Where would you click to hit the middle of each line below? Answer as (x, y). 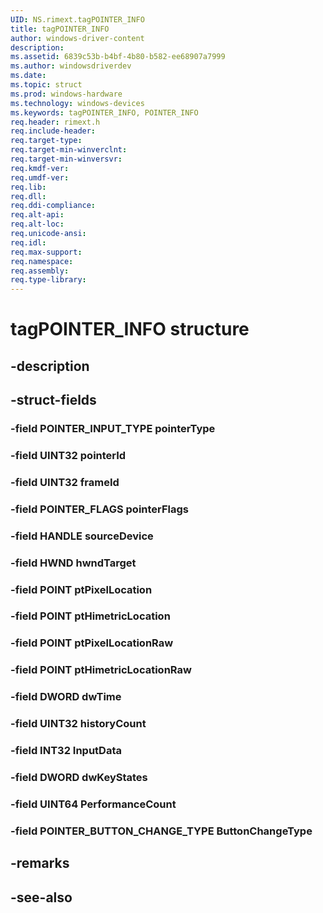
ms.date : (28, 76)
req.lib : (28, 187)
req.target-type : (46, 141)
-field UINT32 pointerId (68, 455)
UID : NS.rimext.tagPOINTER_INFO (77, 19)
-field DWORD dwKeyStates (79, 777)
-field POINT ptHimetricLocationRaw (101, 670)
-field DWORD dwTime (66, 697)
